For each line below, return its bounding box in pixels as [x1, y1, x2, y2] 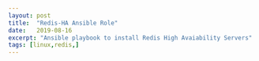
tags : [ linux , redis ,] [8, 41, 80, 49]
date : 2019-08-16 [8, 26, 73, 34]
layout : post [8, 11, 51, 20]
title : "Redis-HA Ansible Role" [8, 19, 118, 27]
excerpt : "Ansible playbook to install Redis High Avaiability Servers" [8, 33, 253, 42]
